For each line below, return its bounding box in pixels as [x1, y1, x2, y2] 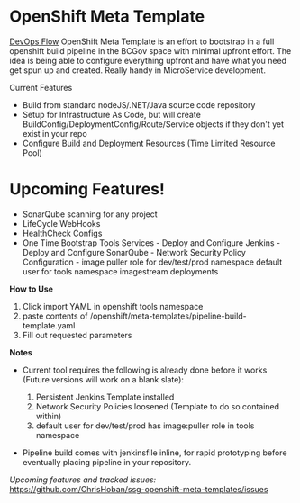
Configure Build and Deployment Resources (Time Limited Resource [22, 138, 276, 148]
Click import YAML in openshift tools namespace [22, 301, 204, 311]
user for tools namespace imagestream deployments [22, 265, 219, 276]
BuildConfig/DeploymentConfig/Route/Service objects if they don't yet [22, 119, 285, 130]
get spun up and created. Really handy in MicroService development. [9, 65, 266, 76]
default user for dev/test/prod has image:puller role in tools [35, 420, 255, 431]
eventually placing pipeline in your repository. [22, 456, 192, 467]
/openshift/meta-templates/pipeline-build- [89, 310, 248, 321]
